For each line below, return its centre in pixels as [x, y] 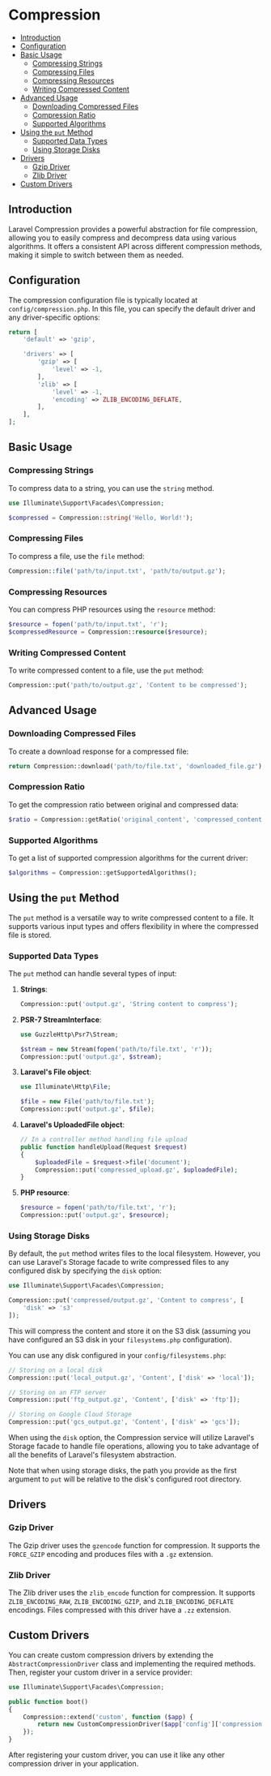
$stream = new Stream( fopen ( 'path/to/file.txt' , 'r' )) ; [116, 1049]
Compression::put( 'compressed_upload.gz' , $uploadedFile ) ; [137, 1170]
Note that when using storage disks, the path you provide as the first [123, 1471]
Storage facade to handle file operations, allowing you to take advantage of [134, 1447]
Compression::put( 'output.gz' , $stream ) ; [91, 1056]
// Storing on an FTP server [57, 1392]
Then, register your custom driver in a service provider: [100, 1672]
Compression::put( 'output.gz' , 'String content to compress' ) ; [129, 1004]
